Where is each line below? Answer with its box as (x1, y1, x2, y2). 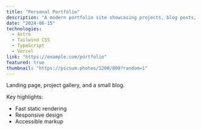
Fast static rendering (15, 105, 67, 112)
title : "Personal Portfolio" (6, 8, 80, 15)
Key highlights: (6, 93, 44, 100)
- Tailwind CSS (12, 37, 50, 43)
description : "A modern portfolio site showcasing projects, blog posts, (6, 15, 197, 21)
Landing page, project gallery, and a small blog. (6, 82, 125, 89)
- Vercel (12, 48, 34, 54)
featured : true (6, 59, 45, 65)
